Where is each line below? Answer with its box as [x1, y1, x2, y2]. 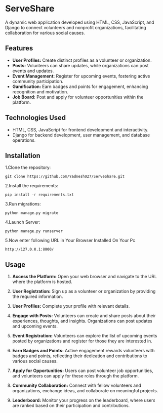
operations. [12, 137, 36, 143]
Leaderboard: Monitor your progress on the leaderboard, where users [12, 397, 156, 403]
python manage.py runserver [5, 229, 63, 234]
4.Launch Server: [5, 219, 41, 225]
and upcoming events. [12, 323, 58, 329]
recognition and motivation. [12, 88, 68, 94]
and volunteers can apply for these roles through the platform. [12, 373, 139, 379]
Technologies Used [5, 114, 66, 122]
